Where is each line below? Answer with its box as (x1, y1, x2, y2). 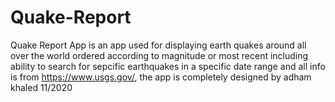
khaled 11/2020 (10, 81, 73, 93)
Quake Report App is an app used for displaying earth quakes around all (10, 39, 307, 51)
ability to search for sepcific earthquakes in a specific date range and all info (10, 60, 326, 72)
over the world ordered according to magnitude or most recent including (10, 49, 309, 61)
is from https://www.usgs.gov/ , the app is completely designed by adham (10, 71, 312, 83)
